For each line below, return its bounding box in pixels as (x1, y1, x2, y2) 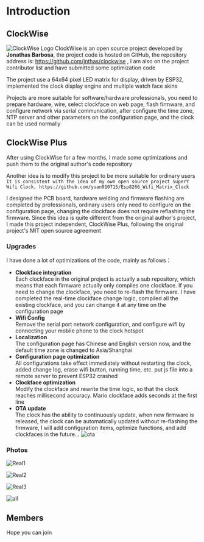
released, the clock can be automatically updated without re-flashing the (15, 418, 198, 425)
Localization (15, 334, 47, 341)
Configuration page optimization (15, 353, 100, 361)
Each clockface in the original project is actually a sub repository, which (15, 275, 195, 283)
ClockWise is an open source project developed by (54, 44, 183, 52)
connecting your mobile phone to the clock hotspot (15, 327, 144, 334)
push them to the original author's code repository (6, 160, 133, 167)
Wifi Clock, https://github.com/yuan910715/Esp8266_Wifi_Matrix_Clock (6, 184, 189, 190)
